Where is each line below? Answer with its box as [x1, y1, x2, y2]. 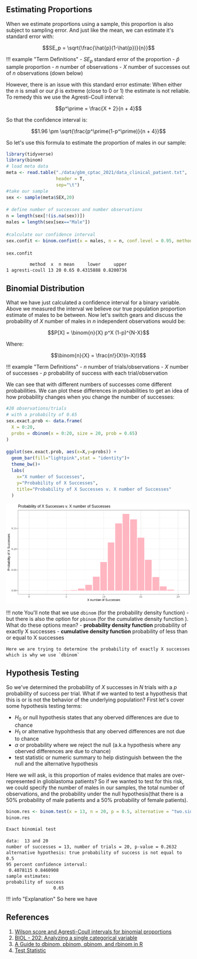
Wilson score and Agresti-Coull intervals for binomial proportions [14, 928, 172, 935]
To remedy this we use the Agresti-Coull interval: [6, 93, 124, 101]
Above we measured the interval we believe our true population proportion [6, 305, 186, 312]
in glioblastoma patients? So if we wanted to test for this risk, [36, 778, 184, 785]
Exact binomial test [6, 826, 57, 833]
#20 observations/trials [6, 406, 67, 412]
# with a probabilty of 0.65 [6, 412, 77, 418]
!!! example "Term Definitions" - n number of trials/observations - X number [6, 363, 189, 370]
